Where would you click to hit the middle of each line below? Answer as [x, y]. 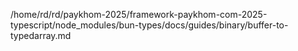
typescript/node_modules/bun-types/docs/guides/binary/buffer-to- [149, 25]
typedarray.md [41, 35]
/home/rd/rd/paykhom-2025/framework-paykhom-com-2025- [139, 14]
